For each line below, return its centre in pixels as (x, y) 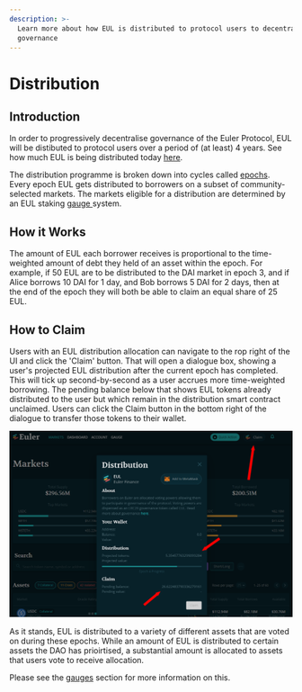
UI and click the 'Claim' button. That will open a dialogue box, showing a (143, 361)
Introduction (45, 117)
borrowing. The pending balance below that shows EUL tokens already (140, 390)
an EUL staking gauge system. (66, 203)
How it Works (48, 232)
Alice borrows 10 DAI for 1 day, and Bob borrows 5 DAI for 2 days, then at (145, 283)
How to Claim (47, 330)
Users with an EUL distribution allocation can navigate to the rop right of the (150, 351)
